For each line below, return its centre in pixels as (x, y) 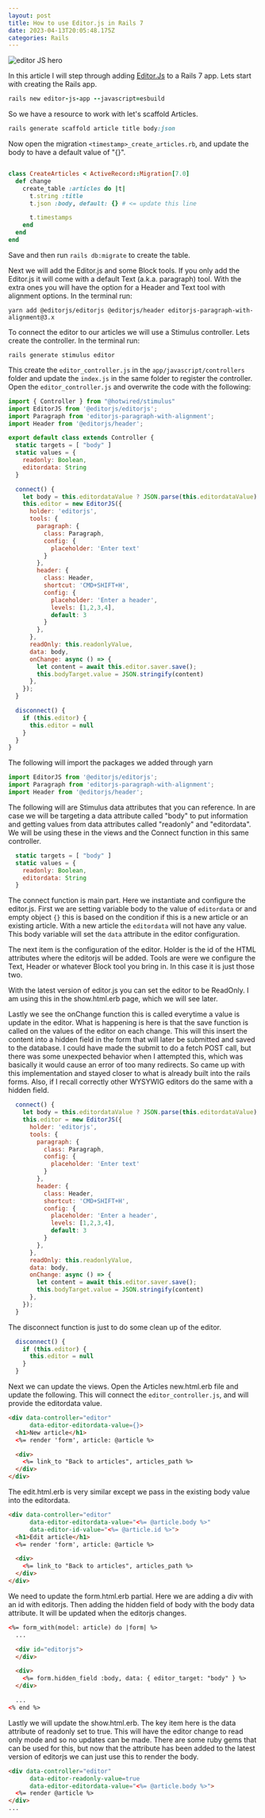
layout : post (30, 16)
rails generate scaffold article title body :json (92, 129)
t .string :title (56, 196)
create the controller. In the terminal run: (74, 340)
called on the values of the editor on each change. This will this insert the (128, 1031)
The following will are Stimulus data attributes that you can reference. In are (132, 807)
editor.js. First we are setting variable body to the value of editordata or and (132, 909)
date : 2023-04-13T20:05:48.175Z (61, 30)
